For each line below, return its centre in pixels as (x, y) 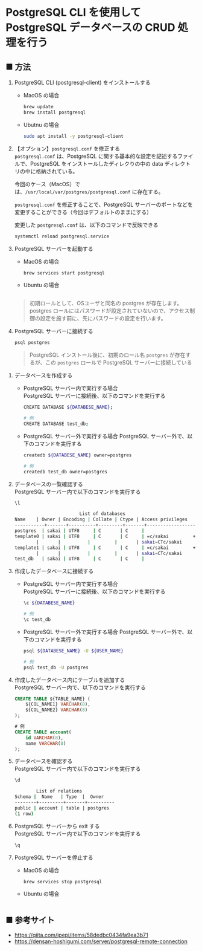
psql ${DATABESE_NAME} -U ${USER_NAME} (74, 651)
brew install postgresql (55, 112)
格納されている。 (57, 171)
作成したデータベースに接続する (54, 571)
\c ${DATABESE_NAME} (49, 603)
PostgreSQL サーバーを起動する (54, 248)
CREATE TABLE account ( (43, 732)
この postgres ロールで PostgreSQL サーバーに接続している (119, 363)
